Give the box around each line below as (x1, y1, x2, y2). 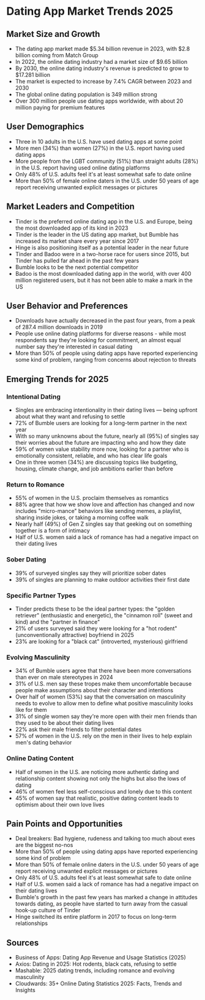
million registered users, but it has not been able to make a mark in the (15, 276, 193, 284)
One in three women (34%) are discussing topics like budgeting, (15, 459, 178, 466)
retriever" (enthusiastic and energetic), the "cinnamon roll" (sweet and (15, 612, 193, 619)
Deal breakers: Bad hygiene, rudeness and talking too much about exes (15, 835, 196, 842)
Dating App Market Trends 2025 (6, 4, 173, 18)
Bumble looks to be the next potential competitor (15, 263, 139, 271)
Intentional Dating (6, 392, 61, 400)
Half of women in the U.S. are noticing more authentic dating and (15, 768, 179, 775)
